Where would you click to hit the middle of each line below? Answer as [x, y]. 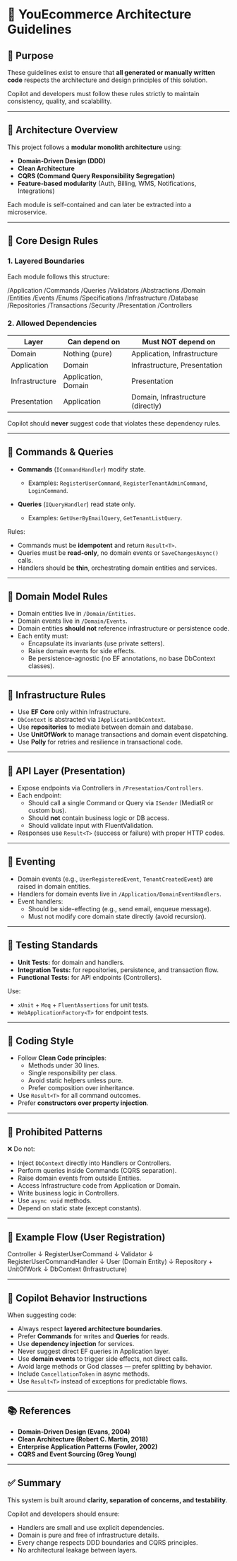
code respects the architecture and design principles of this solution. [108, 80]
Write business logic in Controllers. [68, 1193]
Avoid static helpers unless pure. [75, 1080]
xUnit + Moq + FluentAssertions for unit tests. [83, 1005]
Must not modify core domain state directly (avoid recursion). [117, 916]
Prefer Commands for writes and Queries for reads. [93, 1336]
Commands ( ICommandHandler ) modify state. [81, 469]
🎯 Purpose [31, 55]
